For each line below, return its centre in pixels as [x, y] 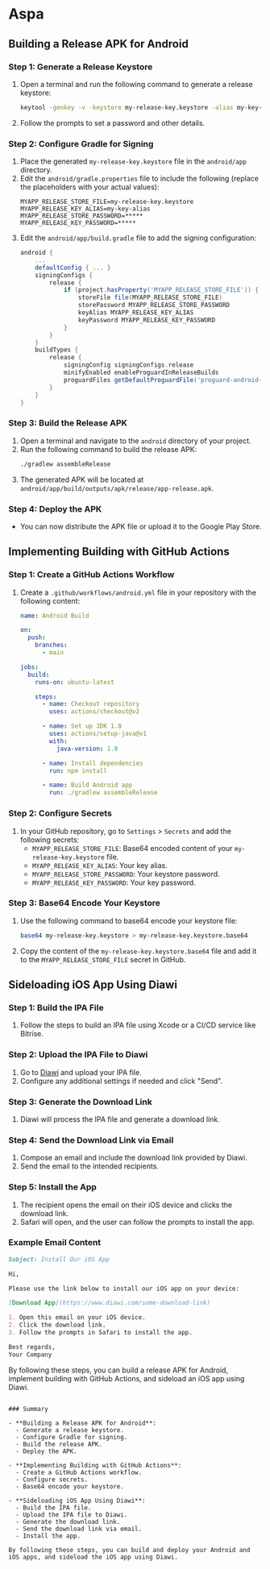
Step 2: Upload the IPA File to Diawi [78, 1055]
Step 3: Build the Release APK [68, 423]
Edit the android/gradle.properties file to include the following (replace [139, 179]
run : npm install [78, 770]
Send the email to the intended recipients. [89, 1166]
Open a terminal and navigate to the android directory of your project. [135, 441]
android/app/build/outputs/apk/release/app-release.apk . [117, 488]
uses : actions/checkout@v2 [95, 712]
